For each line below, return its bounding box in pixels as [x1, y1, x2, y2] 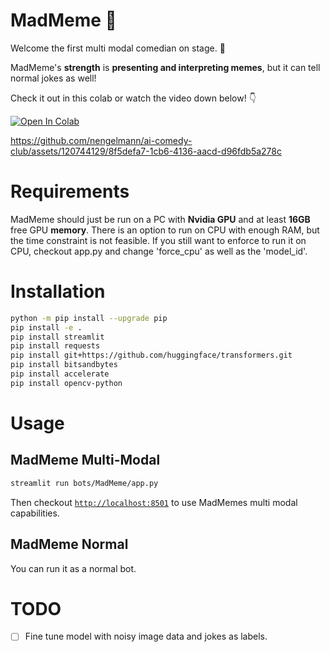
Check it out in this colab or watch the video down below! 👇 [10, 92, 257, 104]
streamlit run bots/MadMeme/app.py [10, 478, 159, 488]
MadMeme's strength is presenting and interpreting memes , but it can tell [10, 61, 321, 73]
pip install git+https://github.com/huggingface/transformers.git [10, 350, 293, 361]
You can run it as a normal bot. [10, 562, 137, 574]
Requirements [10, 180, 130, 203]
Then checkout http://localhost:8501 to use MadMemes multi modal [10, 496, 298, 508]
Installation [10, 280, 106, 303]
